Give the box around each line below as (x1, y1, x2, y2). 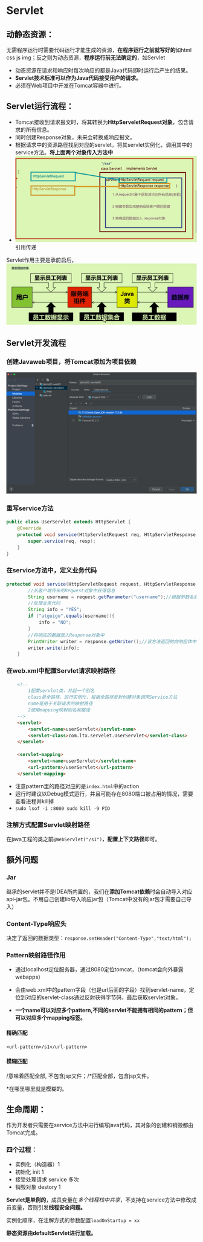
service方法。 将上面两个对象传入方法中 (14, 149, 114, 156)
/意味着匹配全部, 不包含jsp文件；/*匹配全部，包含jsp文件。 (6, 1072, 152, 1079)
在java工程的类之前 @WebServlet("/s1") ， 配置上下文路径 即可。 (6, 835, 161, 843)
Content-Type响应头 (6, 919, 67, 928)
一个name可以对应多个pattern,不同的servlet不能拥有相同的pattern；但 (14, 1007, 193, 1014)
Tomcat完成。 (6, 1129, 41, 1136)
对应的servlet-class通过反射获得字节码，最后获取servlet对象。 (25, 994, 181, 1001)
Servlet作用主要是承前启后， (6, 256, 77, 264)
